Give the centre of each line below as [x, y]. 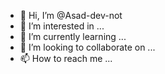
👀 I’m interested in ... [62, 26]
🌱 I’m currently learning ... [73, 36]
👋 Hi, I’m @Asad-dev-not [71, 15]
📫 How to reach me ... [66, 58]
